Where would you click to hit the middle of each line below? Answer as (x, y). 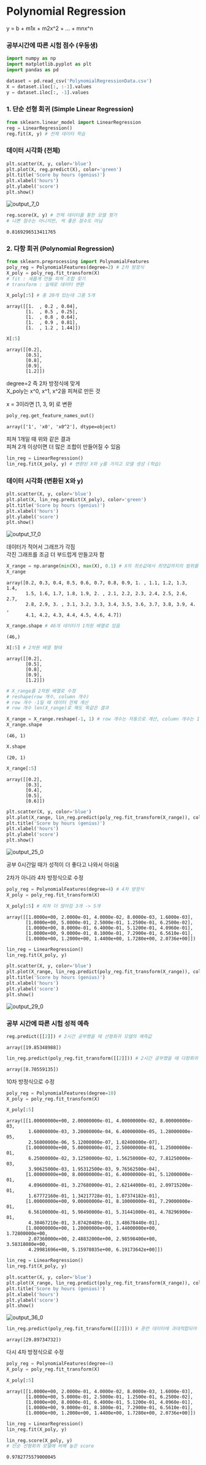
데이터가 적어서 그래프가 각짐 (41, 547)
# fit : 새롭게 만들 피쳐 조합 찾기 (46, 279)
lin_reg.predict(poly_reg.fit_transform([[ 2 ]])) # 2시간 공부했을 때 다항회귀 (102, 1058)
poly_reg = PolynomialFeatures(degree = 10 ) (61, 1093)
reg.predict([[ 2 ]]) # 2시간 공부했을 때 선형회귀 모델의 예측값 (79, 1036)
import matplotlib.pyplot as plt (49, 64)
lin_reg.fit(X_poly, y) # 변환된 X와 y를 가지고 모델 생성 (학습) (84, 464)
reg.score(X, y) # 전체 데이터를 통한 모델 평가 (62, 215)
